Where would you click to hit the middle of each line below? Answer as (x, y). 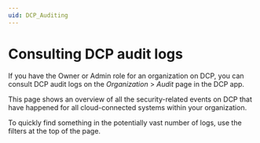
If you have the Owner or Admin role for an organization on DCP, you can (126, 76)
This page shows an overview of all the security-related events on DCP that (130, 99)
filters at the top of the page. (54, 130)
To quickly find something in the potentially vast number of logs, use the (125, 123)
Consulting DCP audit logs (95, 54)
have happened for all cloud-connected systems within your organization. (128, 107)
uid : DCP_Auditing (38, 15)
